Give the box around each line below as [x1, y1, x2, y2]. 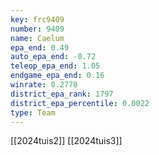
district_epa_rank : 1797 [10, 89, 114, 99]
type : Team [10, 107, 56, 118]
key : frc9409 [10, 14, 65, 25]
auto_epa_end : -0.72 [10, 52, 97, 62]
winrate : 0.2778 [10, 80, 78, 90]
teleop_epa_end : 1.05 [10, 61, 101, 71]
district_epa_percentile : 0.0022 [10, 98, 150, 108]
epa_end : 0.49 [10, 42, 70, 53]
